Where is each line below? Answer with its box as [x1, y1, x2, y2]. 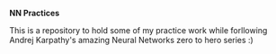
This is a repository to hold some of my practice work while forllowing [9, 25, 268, 35]
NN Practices [9, 8, 60, 18]
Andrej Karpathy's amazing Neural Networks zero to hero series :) [9, 35, 254, 45]
